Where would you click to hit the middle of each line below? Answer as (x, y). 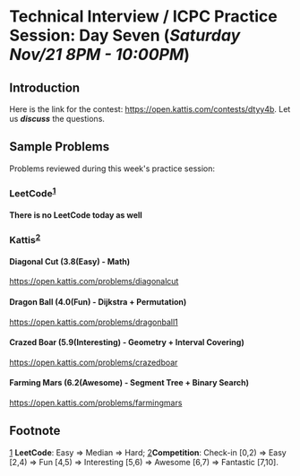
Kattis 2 (25, 239)
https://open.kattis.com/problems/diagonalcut (94, 281)
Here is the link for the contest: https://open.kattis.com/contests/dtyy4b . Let (150, 109)
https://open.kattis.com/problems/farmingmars (96, 402)
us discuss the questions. (57, 119)
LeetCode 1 (33, 193)
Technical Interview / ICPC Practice (143, 17)
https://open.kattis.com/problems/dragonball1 (94, 322)
